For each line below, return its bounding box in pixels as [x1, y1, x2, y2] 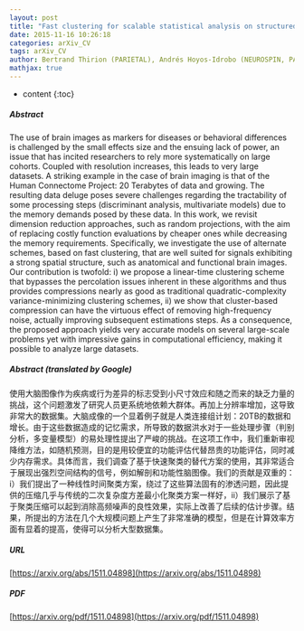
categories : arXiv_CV [9, 38, 91, 48]
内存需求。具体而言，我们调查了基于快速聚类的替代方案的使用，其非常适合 [16, 456, 295, 466]
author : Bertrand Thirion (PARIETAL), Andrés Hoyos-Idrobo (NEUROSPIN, [9, 55, 285, 64]
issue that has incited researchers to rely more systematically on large [9, 151, 271, 162]
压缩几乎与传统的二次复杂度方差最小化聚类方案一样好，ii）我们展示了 [24, 489, 283, 500]
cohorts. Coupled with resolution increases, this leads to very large [9, 160, 260, 172]
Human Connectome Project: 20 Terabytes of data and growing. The [9, 180, 265, 191]
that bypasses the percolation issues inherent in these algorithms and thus [9, 276, 287, 287]
